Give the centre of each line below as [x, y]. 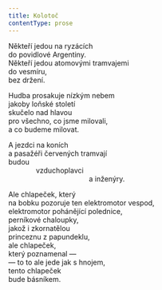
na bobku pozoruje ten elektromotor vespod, [81, 203]
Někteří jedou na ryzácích [51, 46]
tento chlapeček [35, 270]
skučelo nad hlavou [40, 112]
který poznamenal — [43, 253]
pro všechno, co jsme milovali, [58, 121]
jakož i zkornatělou [39, 228]
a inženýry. [107, 179]
